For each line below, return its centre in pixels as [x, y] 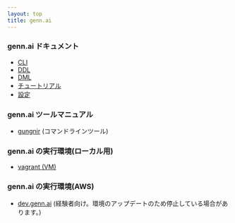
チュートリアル [39, 85]
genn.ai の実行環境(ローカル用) [60, 151]
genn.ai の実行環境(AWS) [51, 186]
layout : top [25, 14]
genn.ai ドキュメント [43, 47]
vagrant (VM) [37, 167]
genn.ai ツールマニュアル [50, 114]
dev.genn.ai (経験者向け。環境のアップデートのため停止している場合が [120, 203]
